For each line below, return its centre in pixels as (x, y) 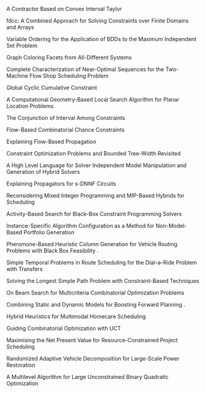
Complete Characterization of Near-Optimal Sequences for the (85, 69)
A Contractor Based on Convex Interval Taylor (64, 9)
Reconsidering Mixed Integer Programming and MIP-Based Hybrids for (95, 196)
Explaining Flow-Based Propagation (51, 141)
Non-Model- (171, 226)
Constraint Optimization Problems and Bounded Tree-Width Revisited (94, 153)
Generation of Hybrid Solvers (43, 172)
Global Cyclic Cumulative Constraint (52, 88)
